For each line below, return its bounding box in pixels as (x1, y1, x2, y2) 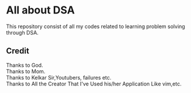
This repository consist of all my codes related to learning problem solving (6, 23, 186, 30)
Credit (6, 46, 29, 56)
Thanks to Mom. (6, 68, 46, 75)
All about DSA (6, 4, 75, 17)
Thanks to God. (6, 61, 43, 68)
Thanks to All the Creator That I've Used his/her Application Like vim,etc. (6, 80, 182, 87)
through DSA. (6, 29, 39, 36)
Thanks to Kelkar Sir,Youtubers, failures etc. (6, 74, 112, 81)
